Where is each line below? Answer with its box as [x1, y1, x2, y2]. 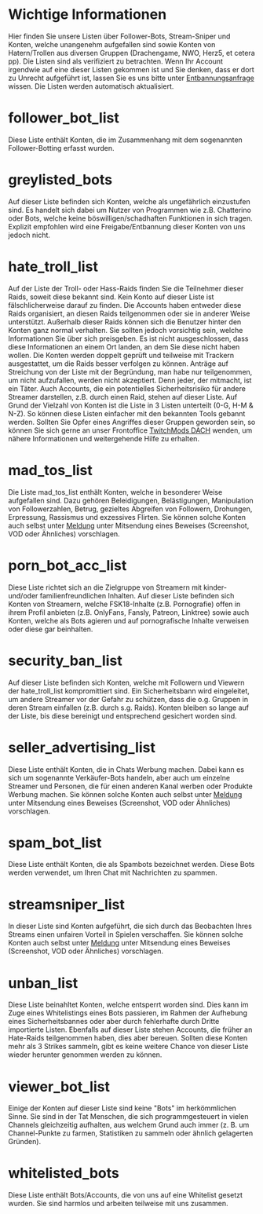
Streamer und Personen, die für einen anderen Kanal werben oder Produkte [8, 781, 253, 791]
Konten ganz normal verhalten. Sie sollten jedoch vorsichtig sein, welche [8, 325, 243, 335]
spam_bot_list [8, 834, 102, 851]
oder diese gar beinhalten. [8, 624, 93, 634]
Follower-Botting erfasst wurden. [8, 143, 115, 152]
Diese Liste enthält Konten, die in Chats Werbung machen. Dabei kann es [8, 764, 245, 774]
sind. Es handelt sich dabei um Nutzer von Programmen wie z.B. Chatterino [8, 205, 251, 214]
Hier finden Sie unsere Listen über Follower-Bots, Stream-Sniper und [8, 31, 231, 41]
